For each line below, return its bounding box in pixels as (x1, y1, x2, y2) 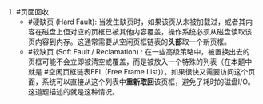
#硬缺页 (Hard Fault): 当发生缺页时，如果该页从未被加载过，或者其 (27, 17, 246, 26)
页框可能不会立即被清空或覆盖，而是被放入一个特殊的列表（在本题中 (27, 57, 253, 66)
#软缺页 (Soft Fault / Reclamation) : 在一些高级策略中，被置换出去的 (27, 47, 250, 56)
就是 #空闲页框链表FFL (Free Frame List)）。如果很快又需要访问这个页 (27, 67, 256, 76)
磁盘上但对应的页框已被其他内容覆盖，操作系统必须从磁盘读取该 (42, 27, 253, 36)
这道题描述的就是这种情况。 (27, 87, 120, 96)
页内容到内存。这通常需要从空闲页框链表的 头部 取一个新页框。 (27, 37, 232, 46)
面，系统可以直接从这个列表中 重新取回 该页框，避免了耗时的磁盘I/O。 (27, 77, 256, 86)
